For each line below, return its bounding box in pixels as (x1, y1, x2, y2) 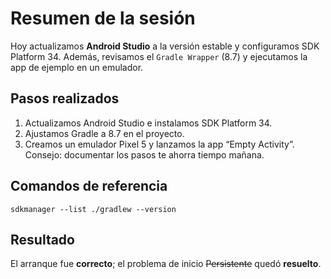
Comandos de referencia (10, 178, 168, 195)
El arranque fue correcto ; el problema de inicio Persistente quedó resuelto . (10, 258, 322, 270)
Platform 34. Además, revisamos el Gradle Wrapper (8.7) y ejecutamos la (10, 50, 308, 62)
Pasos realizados (10, 90, 120, 107)
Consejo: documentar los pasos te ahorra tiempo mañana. (24, 148, 265, 161)
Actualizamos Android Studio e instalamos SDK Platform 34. (24, 117, 273, 129)
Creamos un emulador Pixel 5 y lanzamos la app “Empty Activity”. (24, 138, 295, 150)
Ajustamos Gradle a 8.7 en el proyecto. (24, 127, 185, 139)
